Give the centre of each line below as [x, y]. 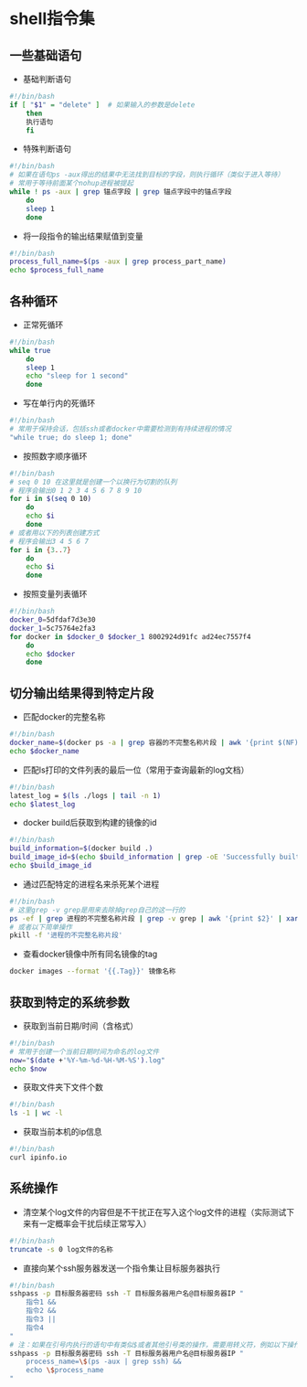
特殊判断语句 [47, 149]
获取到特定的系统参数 [69, 1002]
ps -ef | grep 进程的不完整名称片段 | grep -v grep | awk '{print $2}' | [146, 918]
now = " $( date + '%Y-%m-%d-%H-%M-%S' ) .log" [88, 1060]
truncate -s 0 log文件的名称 [62, 1249]
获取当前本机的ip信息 [62, 1132]
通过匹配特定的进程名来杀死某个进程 [91, 884]
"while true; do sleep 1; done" [71, 437]
